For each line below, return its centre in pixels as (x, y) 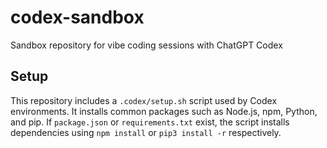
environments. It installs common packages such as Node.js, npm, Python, (164, 111)
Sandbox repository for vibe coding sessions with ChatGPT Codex (146, 45)
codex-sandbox (77, 17)
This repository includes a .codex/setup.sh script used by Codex (144, 100)
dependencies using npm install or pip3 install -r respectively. (146, 132)
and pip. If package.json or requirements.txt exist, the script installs (150, 122)
